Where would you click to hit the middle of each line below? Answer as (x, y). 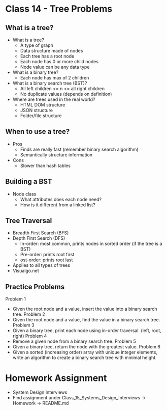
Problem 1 (16, 299)
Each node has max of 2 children (55, 78)
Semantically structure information (56, 155)
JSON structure (37, 110)
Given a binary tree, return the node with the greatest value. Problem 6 (87, 347)
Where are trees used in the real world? (54, 99)
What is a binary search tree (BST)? (50, 83)
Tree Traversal (29, 221)
